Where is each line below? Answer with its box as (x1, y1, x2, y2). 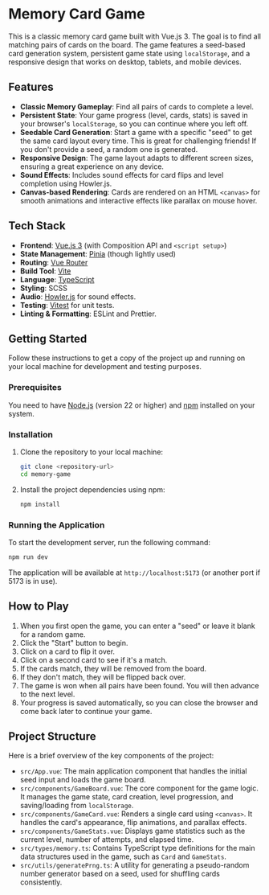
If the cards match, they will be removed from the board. (19, 663, 207, 673)
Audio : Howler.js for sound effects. (19, 291, 137, 302)
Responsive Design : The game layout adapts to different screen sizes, (19, 153, 255, 162)
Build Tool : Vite (19, 266, 71, 276)
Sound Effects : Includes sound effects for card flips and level (19, 170, 224, 179)
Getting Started (8, 331, 88, 346)
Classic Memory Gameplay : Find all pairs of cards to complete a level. (19, 101, 255, 111)
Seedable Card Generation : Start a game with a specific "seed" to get (19, 127, 253, 137)
